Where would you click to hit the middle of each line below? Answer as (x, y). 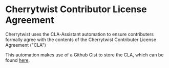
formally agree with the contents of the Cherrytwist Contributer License (81, 40)
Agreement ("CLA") (26, 45)
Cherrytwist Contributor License (76, 9)
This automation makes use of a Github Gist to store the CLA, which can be (84, 55)
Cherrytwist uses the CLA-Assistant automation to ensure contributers (80, 34)
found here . (17, 60)
